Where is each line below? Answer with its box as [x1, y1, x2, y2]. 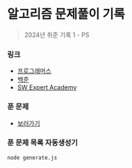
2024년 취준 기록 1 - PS [24, 31, 90, 39]
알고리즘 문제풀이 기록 [7, 6, 125, 22]
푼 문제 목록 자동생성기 [7, 138, 79, 148]
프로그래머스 [17, 67, 52, 75]
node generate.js [7, 154, 58, 161]
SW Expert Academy [17, 83, 77, 92]
